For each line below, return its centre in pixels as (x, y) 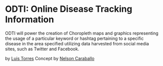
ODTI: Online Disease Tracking (69, 9)
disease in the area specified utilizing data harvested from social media (77, 43)
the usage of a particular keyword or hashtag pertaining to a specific (74, 38)
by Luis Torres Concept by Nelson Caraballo (50, 58)
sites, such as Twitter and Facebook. (42, 49)
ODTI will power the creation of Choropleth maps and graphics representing (82, 33)
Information (29, 19)
